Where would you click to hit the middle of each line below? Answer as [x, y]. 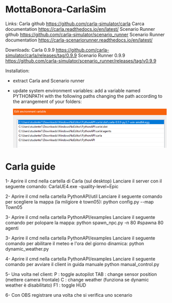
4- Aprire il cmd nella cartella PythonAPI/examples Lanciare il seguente [80, 259]
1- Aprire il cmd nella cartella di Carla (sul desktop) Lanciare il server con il [84, 181]
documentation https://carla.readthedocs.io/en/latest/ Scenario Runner [80, 29]
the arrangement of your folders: [47, 102]
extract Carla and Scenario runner [49, 80]
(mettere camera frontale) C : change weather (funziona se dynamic [77, 279]
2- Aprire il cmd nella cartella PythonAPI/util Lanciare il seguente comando [84, 196]
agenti [12, 228]
